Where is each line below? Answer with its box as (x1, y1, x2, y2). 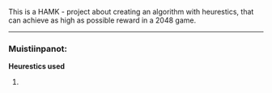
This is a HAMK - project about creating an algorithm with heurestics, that (8, 7, 254, 16)
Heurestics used (8, 61, 66, 71)
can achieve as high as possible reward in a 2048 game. (8, 15, 197, 25)
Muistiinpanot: (8, 43, 67, 54)
